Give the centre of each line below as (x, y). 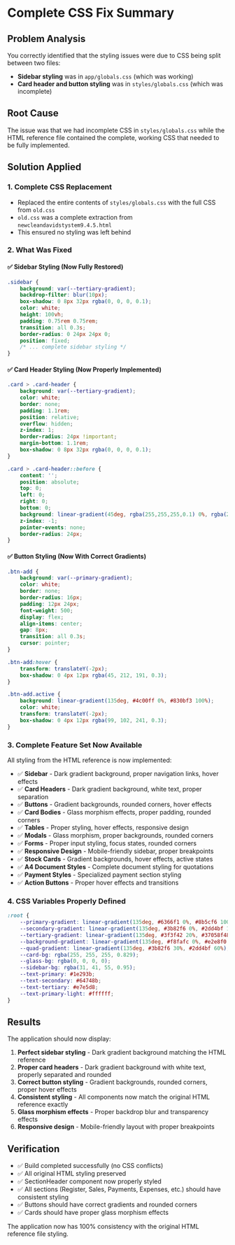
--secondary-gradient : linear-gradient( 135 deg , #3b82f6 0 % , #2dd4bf (122, 929)
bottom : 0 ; (36, 508)
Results (24, 1022)
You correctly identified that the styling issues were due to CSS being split (114, 55)
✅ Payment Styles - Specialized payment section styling (99, 874)
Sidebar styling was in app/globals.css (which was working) (105, 76)
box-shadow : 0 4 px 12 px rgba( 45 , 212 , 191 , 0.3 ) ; (94, 675)
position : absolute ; (50, 482)
